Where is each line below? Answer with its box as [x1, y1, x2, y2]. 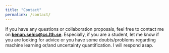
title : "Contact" [5, 7, 42, 13]
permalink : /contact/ [5, 12, 51, 17]
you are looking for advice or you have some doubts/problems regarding [5, 36, 156, 43]
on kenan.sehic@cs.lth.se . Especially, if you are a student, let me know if [5, 31, 159, 37]
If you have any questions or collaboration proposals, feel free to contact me [5, 26, 164, 32]
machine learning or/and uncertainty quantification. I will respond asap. [5, 42, 154, 48]
